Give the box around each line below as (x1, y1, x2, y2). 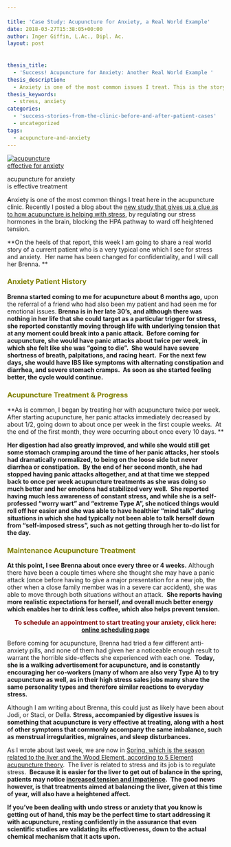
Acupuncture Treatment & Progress (7, 390, 129, 399)
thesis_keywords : (7, 91, 57, 98)
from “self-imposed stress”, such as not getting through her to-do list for (7, 521, 220, 529)
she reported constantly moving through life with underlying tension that (7, 322, 221, 330)
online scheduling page (81, 626, 150, 634)
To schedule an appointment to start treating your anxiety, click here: (14, 619, 217, 627)
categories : (7, 105, 41, 113)
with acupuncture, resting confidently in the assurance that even (7, 818, 197, 826)
